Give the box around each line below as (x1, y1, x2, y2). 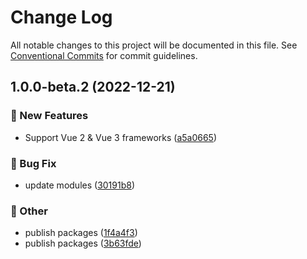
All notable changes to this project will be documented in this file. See (10, 39, 298, 51)
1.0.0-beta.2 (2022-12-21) (10, 79, 176, 96)
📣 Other (10, 204, 48, 218)
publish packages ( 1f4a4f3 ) (24, 227, 138, 239)
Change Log (10, 6, 113, 29)
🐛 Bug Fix (10, 156, 57, 170)
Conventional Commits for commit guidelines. (10, 49, 198, 61)
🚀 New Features (10, 109, 89, 123)
